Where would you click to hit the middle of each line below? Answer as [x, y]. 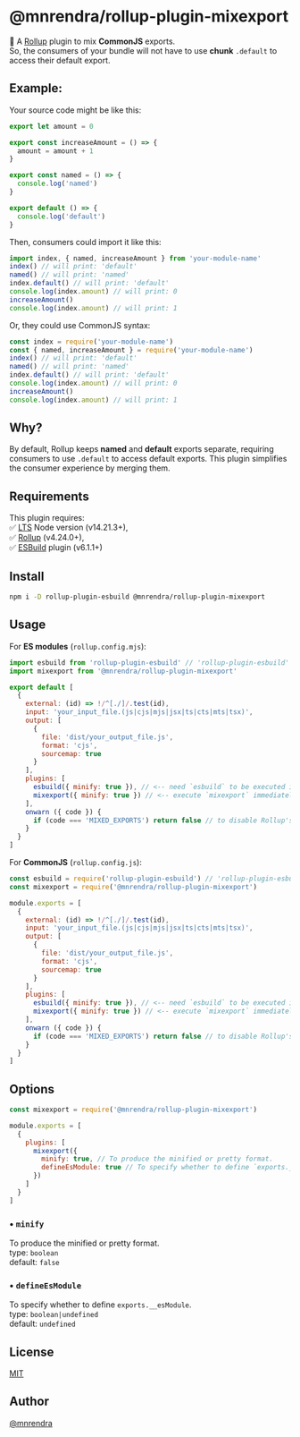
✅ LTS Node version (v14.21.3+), [69, 527]
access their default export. [60, 60]
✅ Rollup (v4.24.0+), [47, 538]
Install [27, 576]
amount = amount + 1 [55, 151]
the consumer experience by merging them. [90, 468]
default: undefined [42, 1324]
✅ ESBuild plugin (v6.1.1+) [56, 548]
